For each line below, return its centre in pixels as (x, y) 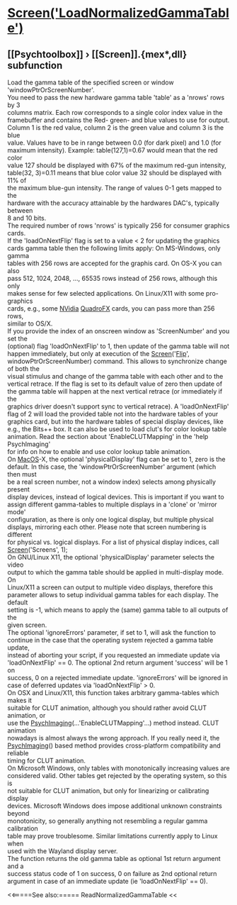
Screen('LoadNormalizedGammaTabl (118, 13)
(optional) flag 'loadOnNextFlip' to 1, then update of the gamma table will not (118, 346)
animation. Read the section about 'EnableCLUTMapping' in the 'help (108, 437)
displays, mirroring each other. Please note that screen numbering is (107, 527)
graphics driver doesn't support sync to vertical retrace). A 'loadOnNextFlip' (118, 406)
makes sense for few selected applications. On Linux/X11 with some (106, 293)
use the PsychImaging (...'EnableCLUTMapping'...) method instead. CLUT (113, 723)
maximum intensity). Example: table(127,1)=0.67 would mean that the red (112, 150)
